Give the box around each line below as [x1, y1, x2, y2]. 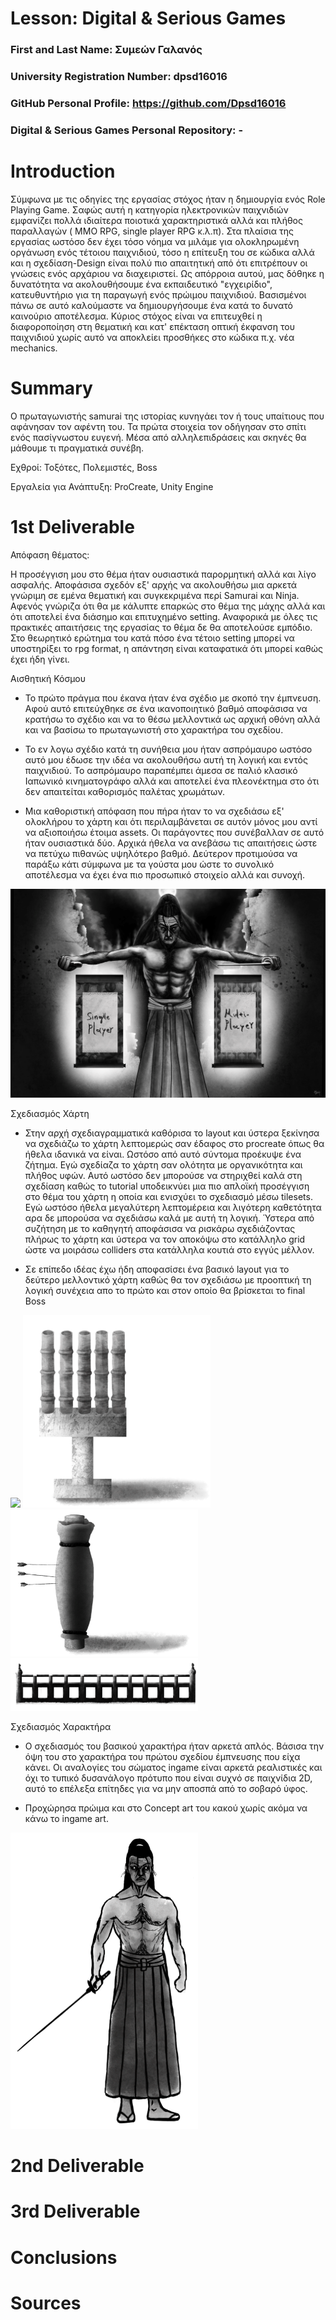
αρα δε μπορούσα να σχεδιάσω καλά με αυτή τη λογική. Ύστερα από [24, 1212, 315, 1224]
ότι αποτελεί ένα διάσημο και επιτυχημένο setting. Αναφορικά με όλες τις [10, 610, 318, 622]
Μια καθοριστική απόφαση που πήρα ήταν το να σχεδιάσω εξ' [24, 805, 285, 817]
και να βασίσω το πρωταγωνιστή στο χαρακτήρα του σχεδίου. [24, 723, 284, 736]
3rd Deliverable [10, 2200, 141, 2223]
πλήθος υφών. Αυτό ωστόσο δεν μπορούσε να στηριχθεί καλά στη [24, 1170, 303, 1182]
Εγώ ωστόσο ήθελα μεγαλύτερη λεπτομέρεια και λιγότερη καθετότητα [24, 1202, 322, 1214]
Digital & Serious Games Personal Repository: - [10, 123, 244, 137]
